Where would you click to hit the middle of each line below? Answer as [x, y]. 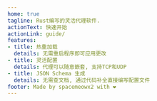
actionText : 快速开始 [37, 27]
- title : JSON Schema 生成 [46, 73]
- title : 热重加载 [33, 47]
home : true [24, 14]
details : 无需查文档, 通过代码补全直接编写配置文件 [82, 80]
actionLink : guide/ [36, 34]
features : [22, 41]
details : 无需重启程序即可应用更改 [60, 54]
